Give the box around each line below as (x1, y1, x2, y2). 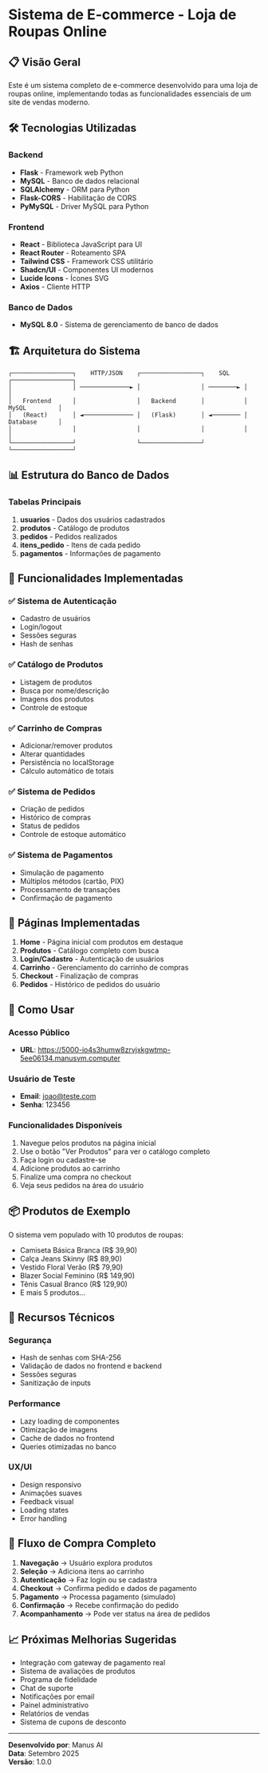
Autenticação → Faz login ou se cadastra (19, 1574, 157, 1585)
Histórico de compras (19, 812, 92, 823)
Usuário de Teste (8, 1073, 76, 1084)
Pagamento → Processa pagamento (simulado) (19, 1592, 176, 1601)
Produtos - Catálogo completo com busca (19, 946, 160, 955)
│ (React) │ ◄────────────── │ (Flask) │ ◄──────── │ (8, 411, 248, 420)
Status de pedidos (19, 821, 81, 831)
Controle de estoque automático (19, 830, 126, 839)
